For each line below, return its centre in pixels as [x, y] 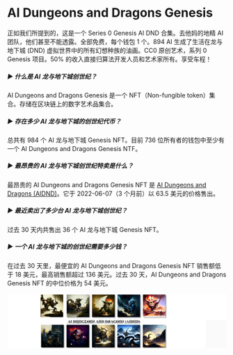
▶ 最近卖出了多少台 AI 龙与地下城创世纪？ [67, 211]
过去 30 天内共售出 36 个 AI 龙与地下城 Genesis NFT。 [85, 229]
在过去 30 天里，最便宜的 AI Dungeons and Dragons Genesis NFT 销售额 [111, 265]
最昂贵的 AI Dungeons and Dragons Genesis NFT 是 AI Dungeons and [107, 184]
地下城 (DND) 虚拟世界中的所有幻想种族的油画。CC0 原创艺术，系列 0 [107, 50]
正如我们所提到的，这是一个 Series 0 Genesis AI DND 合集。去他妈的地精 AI [115, 33]
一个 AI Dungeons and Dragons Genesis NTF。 [74, 148]
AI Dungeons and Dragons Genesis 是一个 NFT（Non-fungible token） [109, 95]
